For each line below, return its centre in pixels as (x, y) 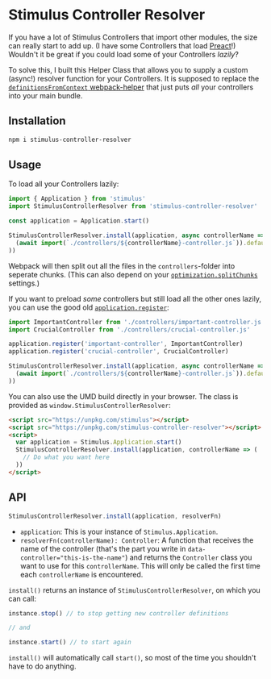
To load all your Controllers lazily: (64, 184)
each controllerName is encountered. (81, 574)
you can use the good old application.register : (89, 307)
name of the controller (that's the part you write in (103, 548)
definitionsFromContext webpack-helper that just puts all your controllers (131, 87)
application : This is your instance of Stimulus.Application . (119, 531)
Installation (37, 121)
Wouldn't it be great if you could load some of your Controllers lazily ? (124, 54)
